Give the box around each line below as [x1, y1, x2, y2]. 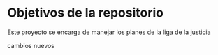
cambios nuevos [7, 41, 54, 49]
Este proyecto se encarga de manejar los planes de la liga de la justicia [7, 28, 211, 36]
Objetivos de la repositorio [7, 5, 164, 21]
